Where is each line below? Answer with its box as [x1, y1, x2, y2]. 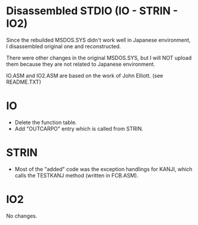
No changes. [6, 212, 37, 219]
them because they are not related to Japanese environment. [6, 61, 155, 68]
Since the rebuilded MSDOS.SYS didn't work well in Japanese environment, [6, 36, 191, 43]
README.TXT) [6, 78, 41, 85]
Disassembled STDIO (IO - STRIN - [6, 4, 178, 18]
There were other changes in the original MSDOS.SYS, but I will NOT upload [6, 54, 191, 61]
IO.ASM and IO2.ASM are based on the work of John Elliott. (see [6, 72, 164, 79]
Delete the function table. [14, 119, 77, 126]
